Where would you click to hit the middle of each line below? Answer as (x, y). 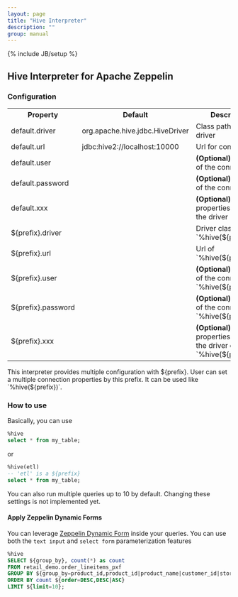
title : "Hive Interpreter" (47, 21)
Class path (214, 126)
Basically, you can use (40, 421)
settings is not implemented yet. (54, 501)
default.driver (33, 131)
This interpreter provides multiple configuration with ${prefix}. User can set (118, 372)
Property (43, 114)
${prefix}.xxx (33, 341)
